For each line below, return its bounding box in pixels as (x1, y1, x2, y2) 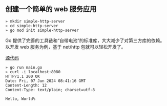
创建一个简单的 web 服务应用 (5, 5, 97, 14)
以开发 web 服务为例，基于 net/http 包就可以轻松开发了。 (5, 44, 126, 50)
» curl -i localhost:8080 (5, 69, 60, 74)
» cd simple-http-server (5, 23, 58, 28)
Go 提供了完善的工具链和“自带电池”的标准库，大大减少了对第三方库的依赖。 (5, 37, 165, 44)
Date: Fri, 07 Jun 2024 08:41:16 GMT (5, 78, 86, 83)
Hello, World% (5, 96, 36, 101)
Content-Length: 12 (5, 82, 47, 88)
